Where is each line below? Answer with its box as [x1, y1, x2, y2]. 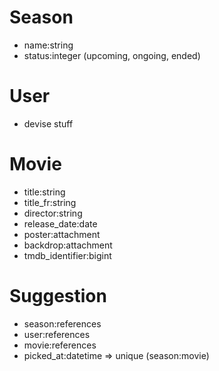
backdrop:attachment [23, 239, 113, 251]
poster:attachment [23, 228, 101, 240]
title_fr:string [23, 196, 77, 208]
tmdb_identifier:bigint [23, 249, 112, 261]
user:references [23, 328, 91, 340]
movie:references [23, 339, 97, 351]
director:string [23, 207, 83, 219]
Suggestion [9, 285, 107, 307]
